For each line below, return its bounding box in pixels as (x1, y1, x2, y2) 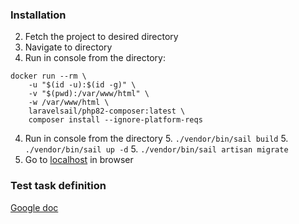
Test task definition (10, 179, 107, 193)
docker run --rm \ (10, 71, 87, 82)
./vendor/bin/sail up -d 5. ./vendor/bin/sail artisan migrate (24, 143, 289, 155)
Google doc (10, 201, 59, 213)
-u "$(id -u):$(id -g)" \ (28, 80, 137, 90)
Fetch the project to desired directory (24, 31, 179, 43)
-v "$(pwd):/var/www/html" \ (28, 89, 150, 99)
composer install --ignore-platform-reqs (28, 115, 203, 125)
